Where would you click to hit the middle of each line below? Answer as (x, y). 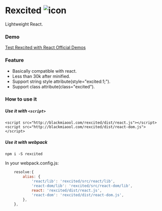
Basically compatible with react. (44, 71)
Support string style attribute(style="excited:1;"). (61, 81)
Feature (14, 60)
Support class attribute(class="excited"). (53, 86)
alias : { (32, 177)
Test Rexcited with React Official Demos (45, 48)
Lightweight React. (24, 24)
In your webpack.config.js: (32, 163)
